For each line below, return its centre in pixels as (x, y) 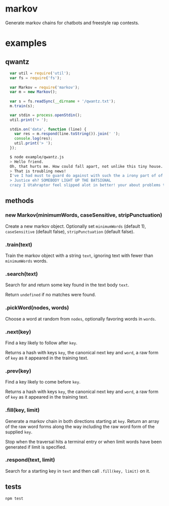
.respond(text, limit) (30, 460)
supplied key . (19, 432)
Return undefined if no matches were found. (51, 295)
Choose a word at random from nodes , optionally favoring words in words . (81, 319)
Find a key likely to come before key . (43, 382)
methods (20, 201)
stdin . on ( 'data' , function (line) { (48, 129)
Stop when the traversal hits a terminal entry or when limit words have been (83, 441)
